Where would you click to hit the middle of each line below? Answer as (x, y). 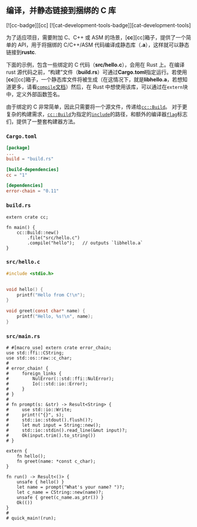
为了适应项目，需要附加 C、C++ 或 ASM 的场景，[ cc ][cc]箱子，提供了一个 (96, 37)
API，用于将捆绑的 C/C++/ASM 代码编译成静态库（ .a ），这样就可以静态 (103, 45)
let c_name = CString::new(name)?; (60, 492)
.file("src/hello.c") (54, 238)
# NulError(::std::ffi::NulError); (60, 379)
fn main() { (21, 227)
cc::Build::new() (38, 233)
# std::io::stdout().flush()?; (50, 420)
